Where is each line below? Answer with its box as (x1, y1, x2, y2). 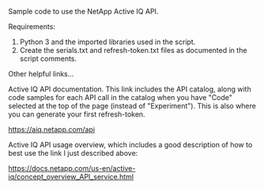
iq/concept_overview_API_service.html (8, 172, 134, 181)
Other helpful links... (8, 69, 74, 78)
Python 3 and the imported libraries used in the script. (19, 37, 196, 46)
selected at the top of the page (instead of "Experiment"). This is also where (8, 102, 257, 110)
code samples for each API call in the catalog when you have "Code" (8, 93, 233, 102)
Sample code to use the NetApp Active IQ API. (8, 7, 159, 16)
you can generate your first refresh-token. (8, 109, 145, 119)
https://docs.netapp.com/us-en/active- (8, 164, 136, 172)
